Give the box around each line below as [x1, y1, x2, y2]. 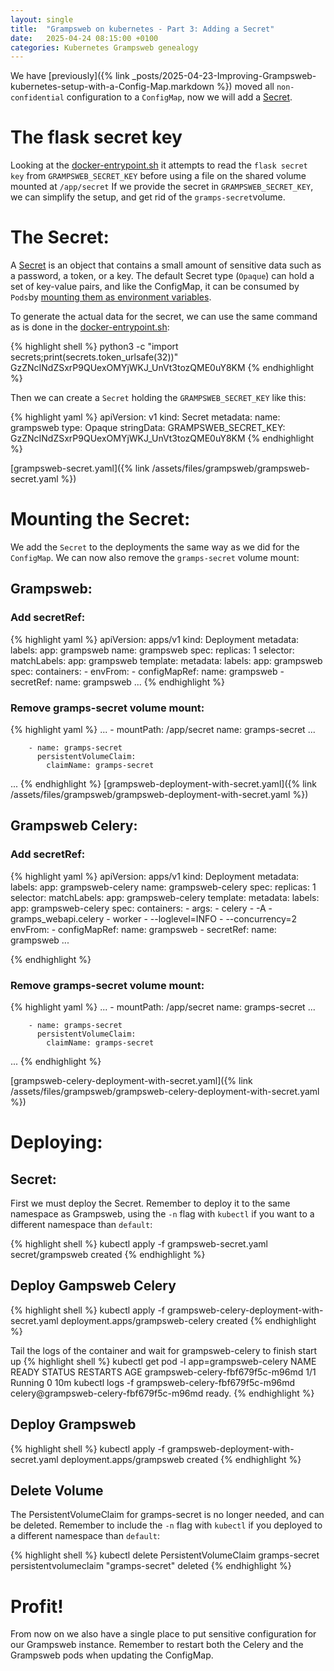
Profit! [10, 1595, 64, 1618]
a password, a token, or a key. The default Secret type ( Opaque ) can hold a [10, 270, 315, 282]
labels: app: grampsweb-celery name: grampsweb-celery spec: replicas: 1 [10, 881, 317, 893]
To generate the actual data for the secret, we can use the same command [10, 311, 318, 323]
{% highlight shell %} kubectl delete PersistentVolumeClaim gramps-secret [10, 1549, 320, 1561]
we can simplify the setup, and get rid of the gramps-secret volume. [10, 191, 286, 203]
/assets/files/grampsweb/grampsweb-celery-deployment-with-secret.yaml [10, 1086, 320, 1098]
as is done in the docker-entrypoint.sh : [10, 321, 170, 333]
